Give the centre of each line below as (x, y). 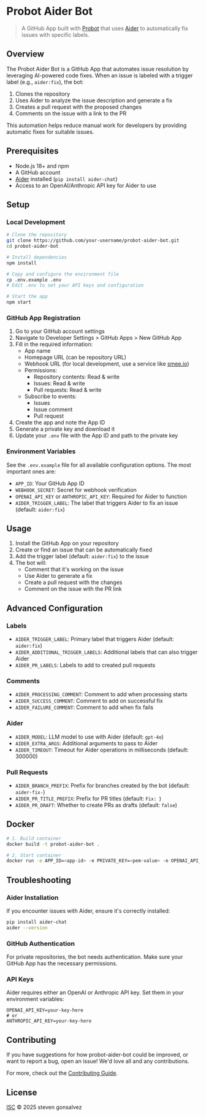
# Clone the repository (37, 235)
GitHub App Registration (44, 318)
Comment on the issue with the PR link (73, 589)
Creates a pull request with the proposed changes (78, 107)
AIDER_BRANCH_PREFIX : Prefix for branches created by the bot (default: (102, 785)
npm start (19, 302)
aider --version (27, 927)
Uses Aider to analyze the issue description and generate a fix (94, 100)
